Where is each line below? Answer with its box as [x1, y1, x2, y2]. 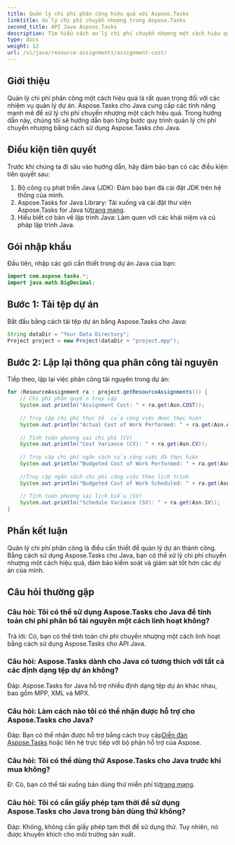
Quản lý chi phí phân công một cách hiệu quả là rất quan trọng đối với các [7, 94, 220, 102]
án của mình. [7, 566, 45, 574]
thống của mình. [17, 190, 65, 199]
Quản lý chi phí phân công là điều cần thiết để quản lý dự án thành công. [7, 544, 217, 552]
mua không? [7, 765, 50, 774]
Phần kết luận [7, 525, 68, 537]
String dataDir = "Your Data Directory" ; [7, 330, 130, 338]
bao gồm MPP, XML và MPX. [7, 688, 90, 697]
